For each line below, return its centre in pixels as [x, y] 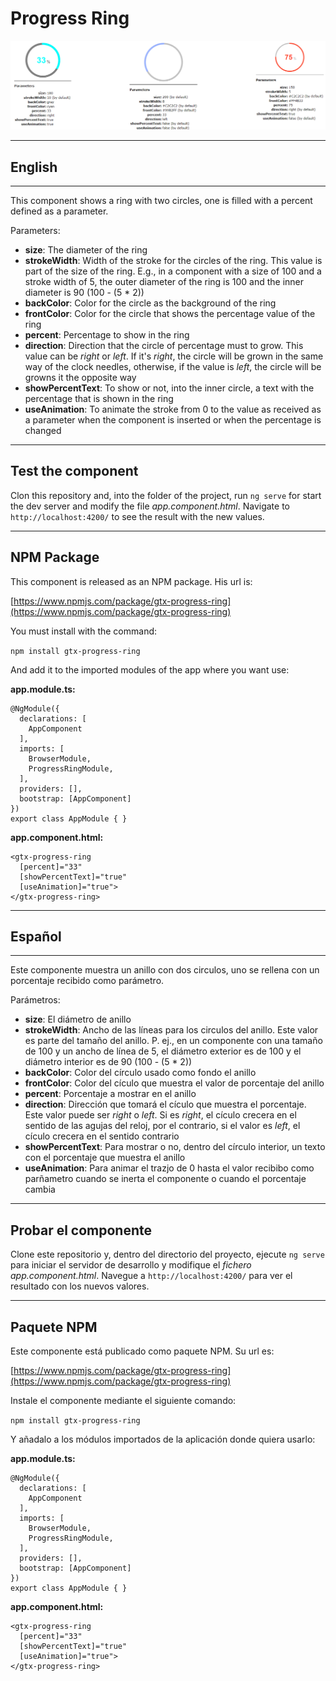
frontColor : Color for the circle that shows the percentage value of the [170, 313]
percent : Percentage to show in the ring [107, 334]
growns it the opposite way [80, 377]
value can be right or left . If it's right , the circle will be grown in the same [174, 356]
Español [36, 936]
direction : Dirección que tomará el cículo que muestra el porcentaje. [165, 1104]
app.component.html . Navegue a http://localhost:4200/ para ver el [151, 1276]
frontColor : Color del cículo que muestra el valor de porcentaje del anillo [174, 1083]
